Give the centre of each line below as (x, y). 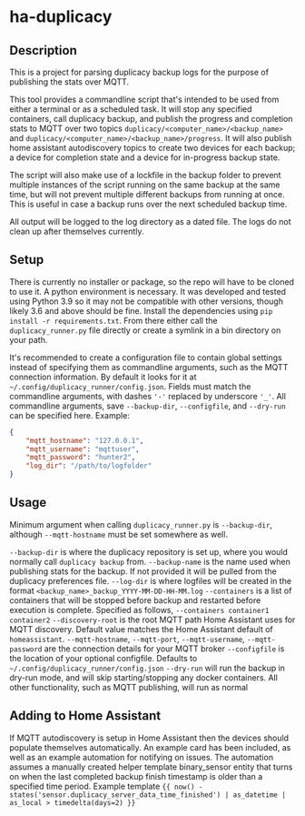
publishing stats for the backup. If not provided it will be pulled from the (143, 571)
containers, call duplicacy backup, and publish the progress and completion (151, 119)
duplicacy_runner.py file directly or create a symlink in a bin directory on (145, 330)
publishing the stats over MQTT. (69, 82)
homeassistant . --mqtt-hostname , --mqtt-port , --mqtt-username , (127, 639)
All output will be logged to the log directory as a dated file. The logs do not (151, 222)
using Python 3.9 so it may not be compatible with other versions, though (147, 301)
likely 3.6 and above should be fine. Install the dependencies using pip (141, 310)
